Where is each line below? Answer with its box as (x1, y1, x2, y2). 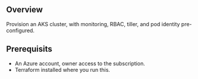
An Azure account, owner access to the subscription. (14, 59, 146, 67)
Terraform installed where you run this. (14, 66, 111, 73)
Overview (6, 5, 43, 15)
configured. (6, 27, 34, 34)
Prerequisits (6, 44, 52, 54)
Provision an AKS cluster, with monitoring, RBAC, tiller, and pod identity (6, 20, 180, 27)
